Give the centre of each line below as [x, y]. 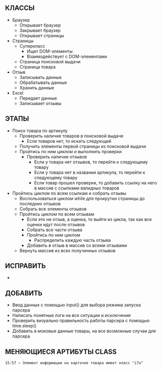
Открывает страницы [42, 35]
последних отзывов [40, 204]
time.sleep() [24, 326]
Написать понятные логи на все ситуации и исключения [71, 316]
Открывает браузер [40, 25]
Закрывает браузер [40, 30]
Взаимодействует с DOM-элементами [67, 56]
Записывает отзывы [40, 103]
